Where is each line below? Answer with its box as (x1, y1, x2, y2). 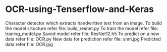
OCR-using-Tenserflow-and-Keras (5, 3, 154, 15)
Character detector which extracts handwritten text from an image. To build (5, 20, 162, 26)
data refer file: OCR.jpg (5, 41, 53, 47)
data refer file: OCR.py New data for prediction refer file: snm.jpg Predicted (5, 36, 161, 42)
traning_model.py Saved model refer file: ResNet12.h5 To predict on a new (5, 30, 160, 36)
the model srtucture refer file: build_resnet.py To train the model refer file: (5, 25, 158, 31)
